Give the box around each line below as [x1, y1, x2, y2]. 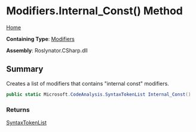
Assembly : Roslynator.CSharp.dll [6, 46, 88, 54]
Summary [6, 64, 44, 74]
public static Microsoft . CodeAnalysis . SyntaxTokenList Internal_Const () [6, 91, 191, 98]
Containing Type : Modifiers [6, 35, 75, 42]
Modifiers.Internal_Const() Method [6, 4, 183, 18]
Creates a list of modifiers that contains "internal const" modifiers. [6, 80, 169, 87]
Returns [6, 105, 30, 114]
